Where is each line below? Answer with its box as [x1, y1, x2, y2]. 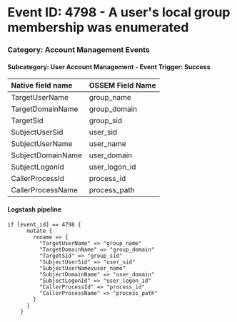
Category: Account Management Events [7, 45, 150, 55]
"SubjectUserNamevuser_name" [39, 264, 126, 271]
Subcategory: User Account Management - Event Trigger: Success [7, 62, 211, 71]
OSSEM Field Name [89, 80, 156, 90]
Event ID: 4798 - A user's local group [7, 4, 231, 21]
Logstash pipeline [7, 204, 62, 214]
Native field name [11, 80, 73, 90]
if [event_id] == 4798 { [7, 221, 81, 228]
